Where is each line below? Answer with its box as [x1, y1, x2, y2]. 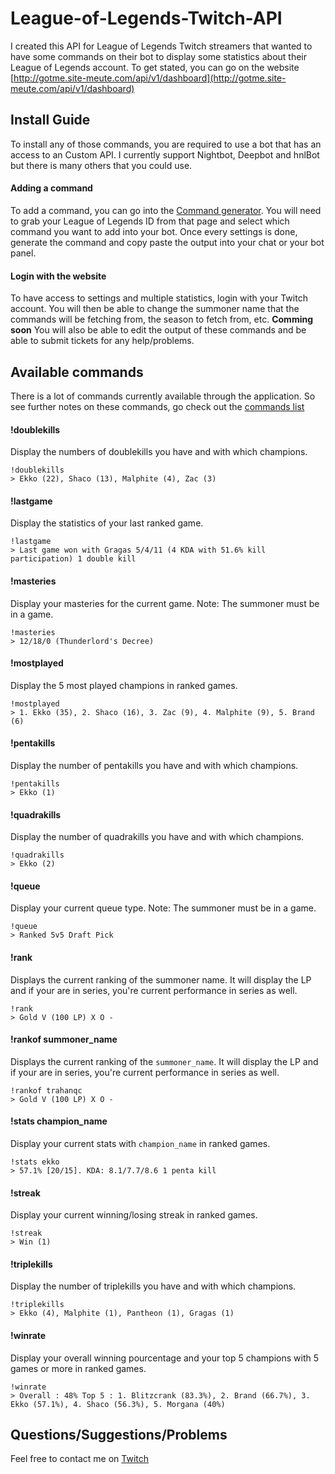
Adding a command [10, 182, 93, 194]
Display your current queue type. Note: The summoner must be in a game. [10, 902, 317, 914]
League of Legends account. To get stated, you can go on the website [10, 61, 300, 73]
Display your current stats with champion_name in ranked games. [10, 1138, 271, 1149]
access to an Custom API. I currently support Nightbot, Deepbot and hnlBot [10, 148, 320, 161]
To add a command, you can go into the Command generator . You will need [10, 204, 322, 216]
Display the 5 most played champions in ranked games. [10, 679, 238, 691]
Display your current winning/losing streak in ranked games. [10, 1209, 258, 1221]
